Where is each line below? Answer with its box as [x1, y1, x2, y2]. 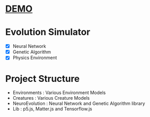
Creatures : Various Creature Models [12, 95, 90, 101]
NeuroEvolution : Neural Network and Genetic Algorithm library [12, 100, 145, 107]
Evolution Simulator [5, 26, 90, 38]
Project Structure [5, 73, 80, 84]
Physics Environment [12, 54, 57, 61]
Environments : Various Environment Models [12, 90, 106, 96]
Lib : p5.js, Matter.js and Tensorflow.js [12, 106, 92, 112]
